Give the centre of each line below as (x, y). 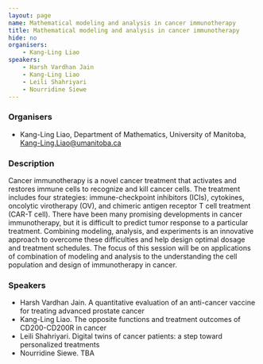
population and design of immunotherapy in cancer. (93, 264)
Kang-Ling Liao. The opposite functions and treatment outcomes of (130, 320)
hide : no (23, 38)
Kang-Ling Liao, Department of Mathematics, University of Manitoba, (133, 134)
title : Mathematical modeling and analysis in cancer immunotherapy (124, 30)
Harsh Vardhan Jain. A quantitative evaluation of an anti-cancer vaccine (137, 303)
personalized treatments (60, 345)
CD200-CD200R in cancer (63, 328)
